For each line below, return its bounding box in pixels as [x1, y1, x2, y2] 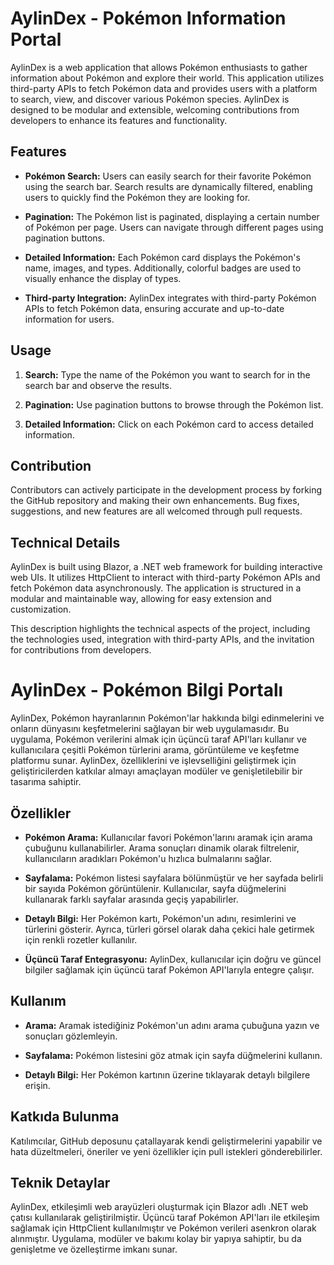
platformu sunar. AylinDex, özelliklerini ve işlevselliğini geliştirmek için [10, 755, 297, 767]
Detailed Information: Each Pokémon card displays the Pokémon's [24, 251, 301, 263]
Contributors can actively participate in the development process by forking [10, 484, 323, 496]
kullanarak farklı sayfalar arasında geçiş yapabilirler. [24, 893, 239, 905]
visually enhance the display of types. [24, 272, 182, 284]
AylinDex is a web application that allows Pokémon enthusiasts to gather [10, 61, 308, 73]
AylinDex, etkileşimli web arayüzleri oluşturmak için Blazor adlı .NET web [10, 1201, 309, 1213]
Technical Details [10, 534, 121, 551]
